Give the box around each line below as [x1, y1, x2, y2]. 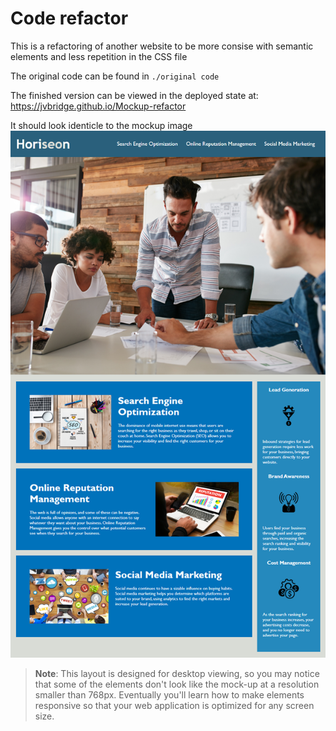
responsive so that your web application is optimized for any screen [34, 700, 315, 712]
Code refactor [10, 7, 129, 30]
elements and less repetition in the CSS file [10, 50, 188, 62]
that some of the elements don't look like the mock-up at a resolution [34, 678, 320, 691]
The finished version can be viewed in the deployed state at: [10, 89, 259, 101]
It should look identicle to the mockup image [10, 119, 193, 131]
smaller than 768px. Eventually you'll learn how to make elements [34, 689, 305, 701]
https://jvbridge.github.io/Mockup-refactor [10, 100, 187, 112]
